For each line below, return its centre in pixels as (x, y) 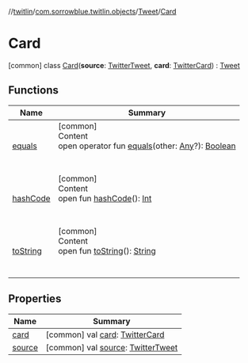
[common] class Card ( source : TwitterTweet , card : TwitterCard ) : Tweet (124, 65)
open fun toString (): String (107, 250)
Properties (35, 299)
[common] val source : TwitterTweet (112, 347)
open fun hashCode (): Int (105, 198)
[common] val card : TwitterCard (105, 334)
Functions (34, 90)
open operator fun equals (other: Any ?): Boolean (147, 146)
